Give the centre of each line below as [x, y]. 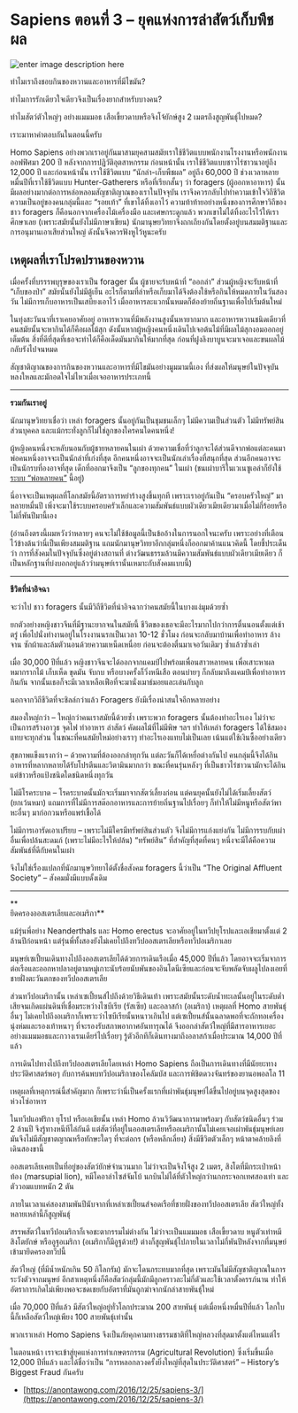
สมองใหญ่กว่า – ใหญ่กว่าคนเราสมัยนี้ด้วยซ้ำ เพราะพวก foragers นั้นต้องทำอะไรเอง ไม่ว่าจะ [143, 717]
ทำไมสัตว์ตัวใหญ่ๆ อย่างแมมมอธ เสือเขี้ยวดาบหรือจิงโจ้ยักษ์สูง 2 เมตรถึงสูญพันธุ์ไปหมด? [136, 117]
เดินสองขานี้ [27, 1148]
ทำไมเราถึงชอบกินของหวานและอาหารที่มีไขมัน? [78, 81]
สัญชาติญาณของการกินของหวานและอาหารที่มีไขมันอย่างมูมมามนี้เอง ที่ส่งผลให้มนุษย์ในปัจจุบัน [145, 366]
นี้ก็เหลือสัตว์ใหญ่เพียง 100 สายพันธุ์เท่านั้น [72, 1317]
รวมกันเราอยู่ [28, 403]
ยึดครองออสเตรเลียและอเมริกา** [57, 913]
